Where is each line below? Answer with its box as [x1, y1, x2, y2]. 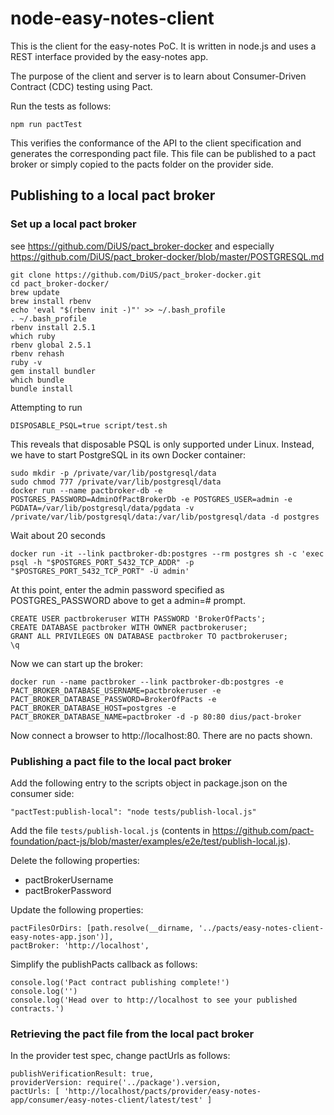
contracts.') [10, 1003, 65, 1014]
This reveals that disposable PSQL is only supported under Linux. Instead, [10, 438, 315, 450]
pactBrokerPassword [24, 884, 112, 896]
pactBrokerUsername [24, 873, 114, 886]
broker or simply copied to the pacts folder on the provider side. [10, 158, 274, 170]
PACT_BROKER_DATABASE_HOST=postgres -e [10, 703, 177, 713]
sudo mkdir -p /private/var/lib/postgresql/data [10, 468, 217, 478]
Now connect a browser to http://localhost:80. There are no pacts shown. [10, 729, 313, 741]
